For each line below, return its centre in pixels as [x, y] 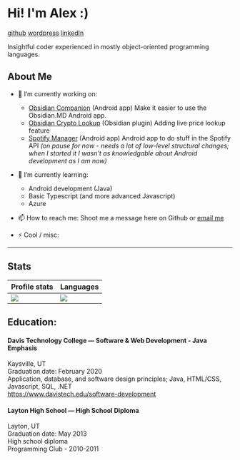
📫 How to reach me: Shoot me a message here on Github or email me [121, 218]
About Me [30, 77]
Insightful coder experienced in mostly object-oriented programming [108, 46]
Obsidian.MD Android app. [67, 115]
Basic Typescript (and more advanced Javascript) [102, 196]
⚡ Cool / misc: [38, 235]
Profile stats [32, 287]
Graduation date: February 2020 [55, 372]
